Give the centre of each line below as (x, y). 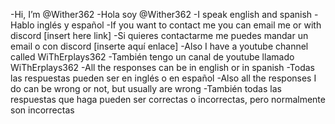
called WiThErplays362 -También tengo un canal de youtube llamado (152, 57)
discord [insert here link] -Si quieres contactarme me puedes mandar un (159, 35)
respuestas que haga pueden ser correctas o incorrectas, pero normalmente (168, 99)
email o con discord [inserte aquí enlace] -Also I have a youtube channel (159, 46)
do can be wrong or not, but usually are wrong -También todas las (146, 88)
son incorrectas (42, 110)
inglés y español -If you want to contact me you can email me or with (179, 25)
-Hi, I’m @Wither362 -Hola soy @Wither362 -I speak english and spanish (161, 14)
